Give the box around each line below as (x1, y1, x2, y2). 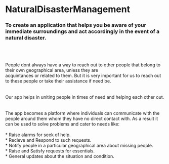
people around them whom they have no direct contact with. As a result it (5, 115, 158, 122)
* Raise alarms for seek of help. (5, 132, 71, 138)
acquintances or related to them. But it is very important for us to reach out (5, 72, 161, 79)
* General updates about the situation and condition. (5, 153, 115, 159)
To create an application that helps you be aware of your (5, 22, 147, 29)
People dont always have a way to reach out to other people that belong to (5, 62, 161, 68)
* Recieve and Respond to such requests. (5, 137, 92, 143)
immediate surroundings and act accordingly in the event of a (5, 28, 160, 35)
